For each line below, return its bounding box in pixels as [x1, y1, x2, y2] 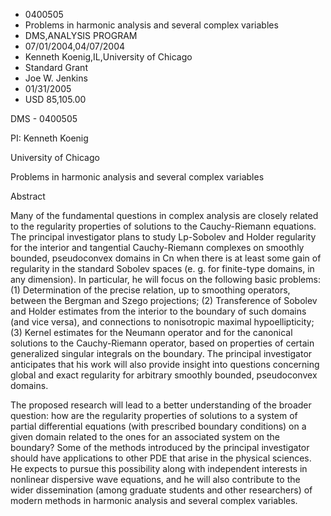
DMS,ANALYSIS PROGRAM [24, 30, 138, 41]
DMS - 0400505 [10, 113, 78, 124]
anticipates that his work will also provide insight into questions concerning [10, 359, 320, 370]
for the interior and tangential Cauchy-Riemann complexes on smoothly [10, 242, 305, 253]
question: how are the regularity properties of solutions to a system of [10, 410, 298, 421]
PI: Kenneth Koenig [10, 132, 89, 144]
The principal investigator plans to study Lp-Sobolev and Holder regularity [10, 231, 317, 243]
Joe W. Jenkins [24, 72, 88, 84]
